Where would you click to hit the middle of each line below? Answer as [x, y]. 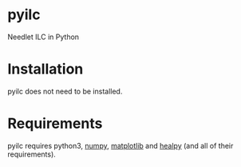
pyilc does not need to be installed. [65, 91]
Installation [45, 69]
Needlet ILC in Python [43, 37]
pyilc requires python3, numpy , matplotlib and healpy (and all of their [120, 145]
